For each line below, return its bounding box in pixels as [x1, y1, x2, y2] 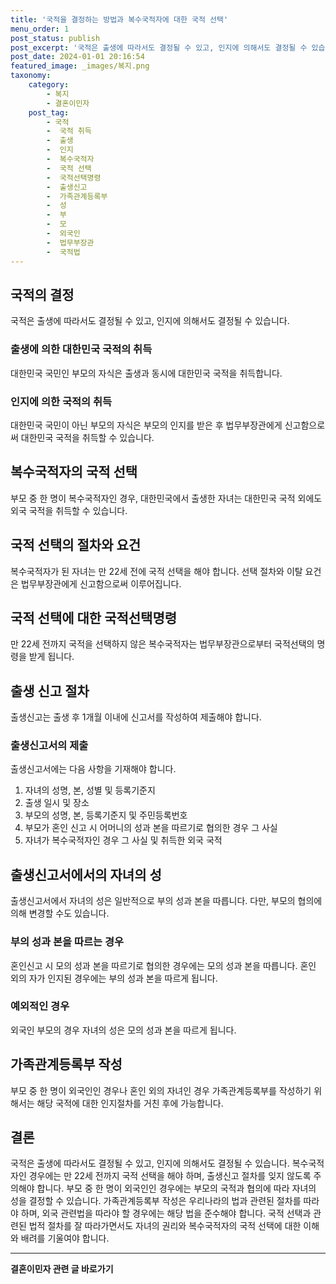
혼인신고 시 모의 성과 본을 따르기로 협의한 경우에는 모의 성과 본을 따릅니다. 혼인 [10, 959, 317, 971]
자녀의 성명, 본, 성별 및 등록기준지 [24, 784, 156, 796]
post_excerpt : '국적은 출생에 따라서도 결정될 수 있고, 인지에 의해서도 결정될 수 [10, 42, 308, 53]
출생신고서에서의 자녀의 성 [10, 866, 162, 883]
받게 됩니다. [28, 651, 75, 663]
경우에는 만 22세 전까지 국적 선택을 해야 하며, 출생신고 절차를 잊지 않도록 [28, 1170, 312, 1182]
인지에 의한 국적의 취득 [10, 394, 113, 408]
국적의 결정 [10, 286, 75, 303]
